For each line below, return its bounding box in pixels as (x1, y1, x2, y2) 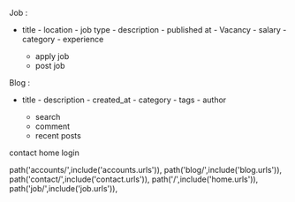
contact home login (9, 147, 79, 158)
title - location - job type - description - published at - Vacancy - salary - (21, 25, 287, 34)
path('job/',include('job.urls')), (9, 183, 117, 193)
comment (34, 121, 71, 131)
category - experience (21, 34, 104, 44)
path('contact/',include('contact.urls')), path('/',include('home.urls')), (9, 174, 259, 184)
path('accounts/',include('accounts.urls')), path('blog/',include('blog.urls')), (9, 165, 283, 175)
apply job (34, 51, 70, 61)
